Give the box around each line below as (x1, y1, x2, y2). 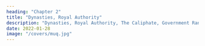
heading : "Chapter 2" (6, 8, 62, 15)
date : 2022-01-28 (6, 25, 51, 32)
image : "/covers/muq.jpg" (6, 31, 72, 37)
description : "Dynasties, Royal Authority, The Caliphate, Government (6, 20, 190, 26)
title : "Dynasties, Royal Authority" (6, 14, 103, 20)
